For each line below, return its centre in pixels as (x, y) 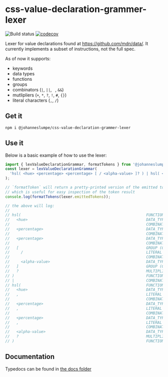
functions (22, 79)
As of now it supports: (28, 58)
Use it (14, 143)
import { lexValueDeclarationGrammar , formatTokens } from (68, 164)
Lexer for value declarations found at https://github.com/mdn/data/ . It (77, 43)
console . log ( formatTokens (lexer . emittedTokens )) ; (58, 197)
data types (23, 73)
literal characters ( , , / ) (35, 100)
